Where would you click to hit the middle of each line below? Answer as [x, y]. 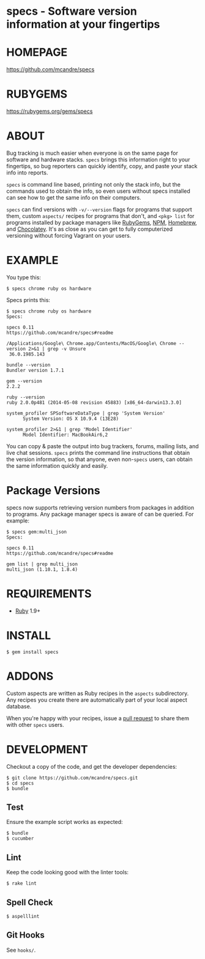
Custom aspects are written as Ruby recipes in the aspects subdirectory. [98, 693]
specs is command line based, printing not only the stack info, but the [94, 184]
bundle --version [28, 365]
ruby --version [26, 397]
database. [19, 706]
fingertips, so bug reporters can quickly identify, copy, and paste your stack [102, 166]
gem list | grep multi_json [42, 564]
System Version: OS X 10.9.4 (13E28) [71, 419]
